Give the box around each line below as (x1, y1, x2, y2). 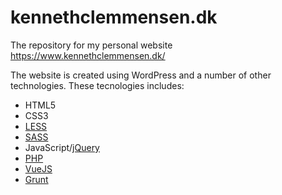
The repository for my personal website (10, 39, 173, 51)
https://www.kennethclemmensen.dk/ (10, 49, 166, 61)
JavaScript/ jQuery (24, 141, 100, 153)
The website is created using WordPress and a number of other (10, 69, 272, 81)
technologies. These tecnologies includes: (10, 79, 185, 91)
